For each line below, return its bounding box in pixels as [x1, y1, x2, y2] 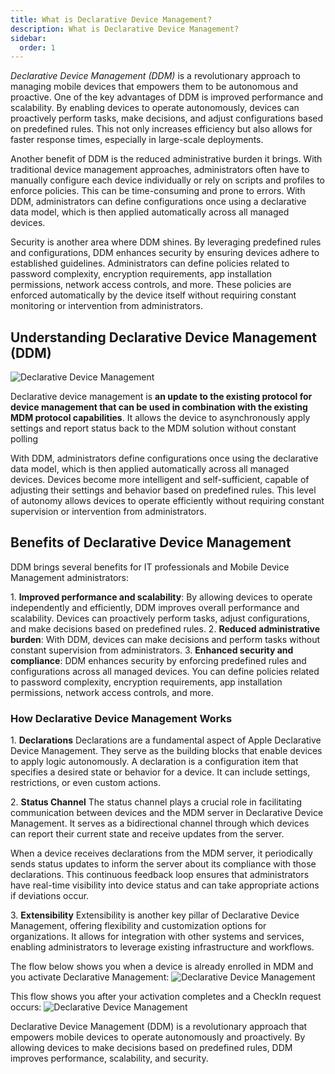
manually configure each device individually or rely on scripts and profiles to [10, 174, 326, 186]
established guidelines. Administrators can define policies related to [10, 257, 290, 270]
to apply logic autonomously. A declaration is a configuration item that [10, 756, 299, 768]
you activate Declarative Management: [10, 971, 170, 983]
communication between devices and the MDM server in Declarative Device [10, 807, 324, 819]
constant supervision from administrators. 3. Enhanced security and [10, 644, 294, 656]
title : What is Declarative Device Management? [10, 14, 213, 25]
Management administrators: [10, 571, 129, 583]
